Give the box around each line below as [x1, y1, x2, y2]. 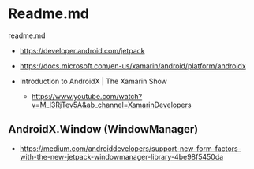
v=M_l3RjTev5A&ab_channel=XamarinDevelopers [31, 100, 192, 109]
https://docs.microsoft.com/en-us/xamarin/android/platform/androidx [19, 61, 246, 71]
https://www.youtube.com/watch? [31, 91, 143, 101]
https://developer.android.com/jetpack [19, 46, 145, 55]
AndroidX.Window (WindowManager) [8, 123, 199, 136]
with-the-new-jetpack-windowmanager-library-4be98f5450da [19, 152, 224, 161]
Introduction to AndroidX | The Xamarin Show [19, 76, 168, 86]
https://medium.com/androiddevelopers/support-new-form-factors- [19, 143, 242, 153]
